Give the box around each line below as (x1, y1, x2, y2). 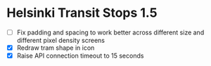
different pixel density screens (16, 37, 105, 44)
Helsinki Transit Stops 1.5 (6, 5, 158, 21)
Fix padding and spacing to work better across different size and (16, 28, 205, 37)
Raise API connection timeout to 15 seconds (16, 51, 144, 60)
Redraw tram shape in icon (16, 44, 95, 52)
